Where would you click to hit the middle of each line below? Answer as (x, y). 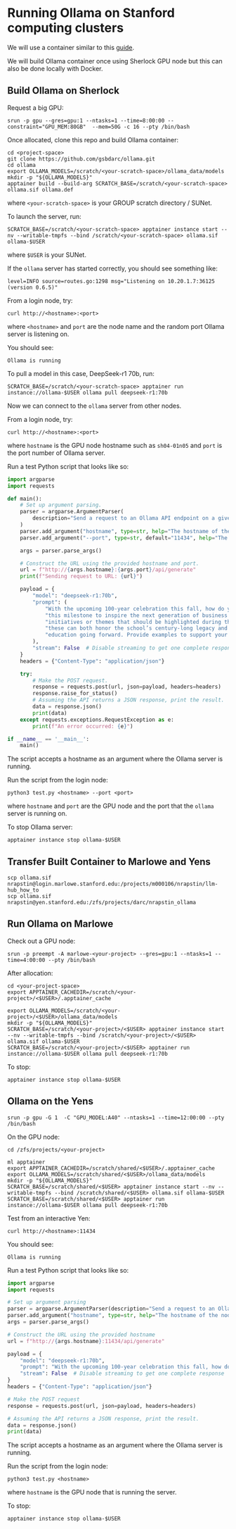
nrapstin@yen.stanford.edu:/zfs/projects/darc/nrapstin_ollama (102, 903)
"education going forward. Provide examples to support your (136, 635)
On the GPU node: (34, 1137)
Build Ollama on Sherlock (63, 91)
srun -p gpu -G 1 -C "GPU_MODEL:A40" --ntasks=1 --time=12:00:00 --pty (116, 1118)
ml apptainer (26, 1162)
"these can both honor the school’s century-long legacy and (136, 628)
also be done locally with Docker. (55, 68)
